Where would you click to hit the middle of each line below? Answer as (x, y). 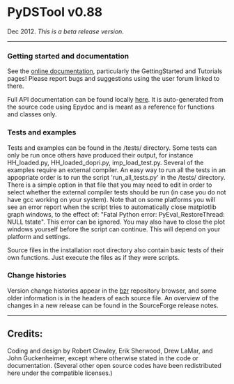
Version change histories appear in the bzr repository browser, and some (112, 291)
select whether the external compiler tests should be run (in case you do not (117, 192)
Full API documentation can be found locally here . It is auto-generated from (116, 100)
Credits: (25, 334)
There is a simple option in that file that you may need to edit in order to (110, 185)
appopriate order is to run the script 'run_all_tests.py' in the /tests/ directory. (116, 177)
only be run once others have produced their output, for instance (100, 155)
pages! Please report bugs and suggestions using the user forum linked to (114, 79)
